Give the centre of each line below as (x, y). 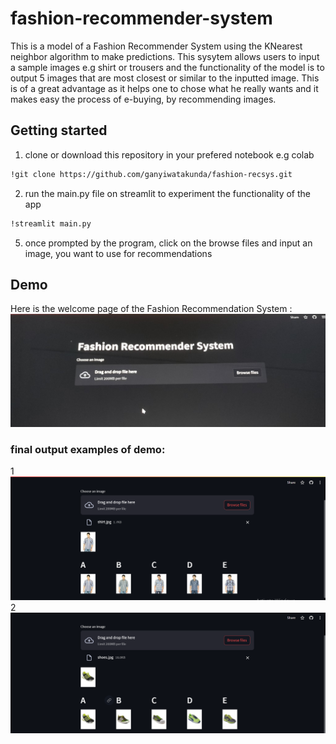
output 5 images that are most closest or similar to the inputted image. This (165, 78)
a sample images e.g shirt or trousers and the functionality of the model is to (167, 67)
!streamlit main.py (51, 223)
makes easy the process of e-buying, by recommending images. (143, 99)
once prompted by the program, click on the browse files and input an (168, 243)
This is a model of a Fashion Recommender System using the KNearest (156, 46)
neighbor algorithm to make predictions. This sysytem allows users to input (165, 56)
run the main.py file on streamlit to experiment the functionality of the (168, 193)
